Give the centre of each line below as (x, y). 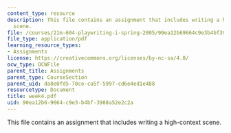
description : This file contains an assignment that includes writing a (113, 20)
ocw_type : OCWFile (33, 64)
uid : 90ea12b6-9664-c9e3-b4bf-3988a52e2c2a (70, 103)
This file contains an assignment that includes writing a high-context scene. (114, 122)
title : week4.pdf (32, 97)
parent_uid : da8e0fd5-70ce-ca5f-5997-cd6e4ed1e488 (81, 84)
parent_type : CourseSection (47, 77)
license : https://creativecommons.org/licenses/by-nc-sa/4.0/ (98, 58)
